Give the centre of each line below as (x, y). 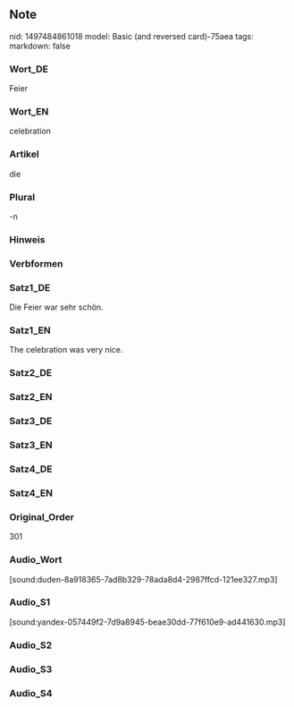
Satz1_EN (30, 330)
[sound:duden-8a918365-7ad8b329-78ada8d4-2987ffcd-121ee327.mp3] (143, 579)
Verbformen (37, 263)
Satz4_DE (31, 469)
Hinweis (27, 239)
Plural (22, 197)
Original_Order (42, 516)
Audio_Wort (36, 560)
